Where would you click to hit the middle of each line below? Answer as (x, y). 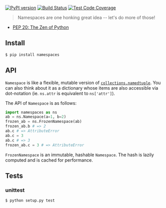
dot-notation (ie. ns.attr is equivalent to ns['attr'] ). (60, 93)
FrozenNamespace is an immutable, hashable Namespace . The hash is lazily (80, 155)
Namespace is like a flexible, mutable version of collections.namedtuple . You (83, 83)
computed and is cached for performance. (49, 160)
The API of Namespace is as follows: (41, 103)
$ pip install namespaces (32, 55)
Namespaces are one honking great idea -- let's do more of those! (86, 17)
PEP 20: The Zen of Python (41, 27)
